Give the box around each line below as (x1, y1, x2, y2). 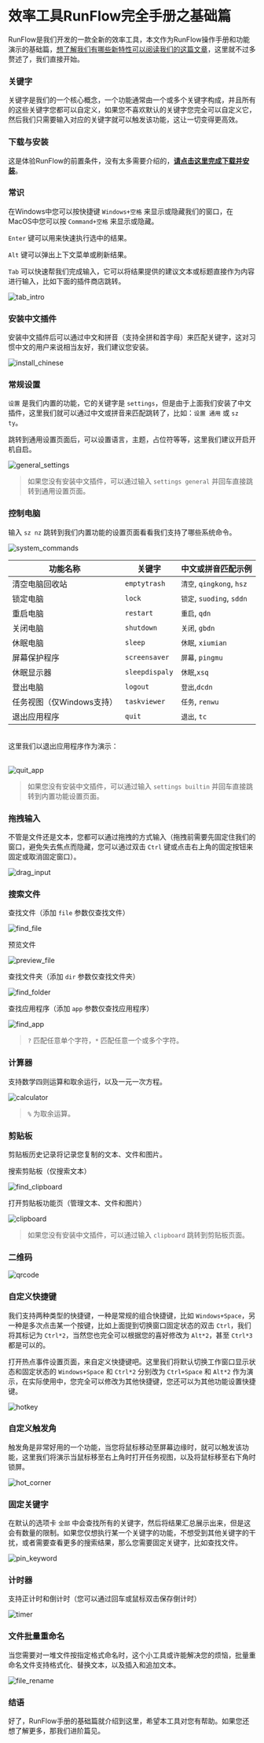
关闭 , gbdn (180, 622, 215, 633)
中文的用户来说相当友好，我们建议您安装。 (14, 343, 153, 352)
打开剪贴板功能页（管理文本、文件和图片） (8, 1198, 146, 1208)
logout (124, 682, 149, 691)
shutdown (124, 623, 158, 632)
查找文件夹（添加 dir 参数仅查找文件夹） (8, 972, 140, 981)
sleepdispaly (124, 667, 174, 676)
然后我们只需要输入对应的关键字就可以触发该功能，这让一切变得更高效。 (8, 115, 242, 124)
